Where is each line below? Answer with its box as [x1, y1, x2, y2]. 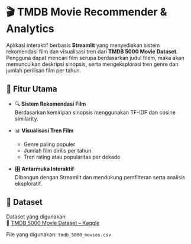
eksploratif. [14, 180, 43, 187]
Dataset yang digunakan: [6, 213, 67, 220]
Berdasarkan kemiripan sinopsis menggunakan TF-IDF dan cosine [14, 109, 176, 116]
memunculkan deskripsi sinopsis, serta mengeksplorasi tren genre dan [6, 61, 179, 68]
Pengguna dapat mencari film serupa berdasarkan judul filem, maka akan [6, 54, 184, 61]
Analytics [6, 22, 54, 36]
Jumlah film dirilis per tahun [23, 147, 92, 154]
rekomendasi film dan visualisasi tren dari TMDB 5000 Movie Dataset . [6, 47, 178, 55]
